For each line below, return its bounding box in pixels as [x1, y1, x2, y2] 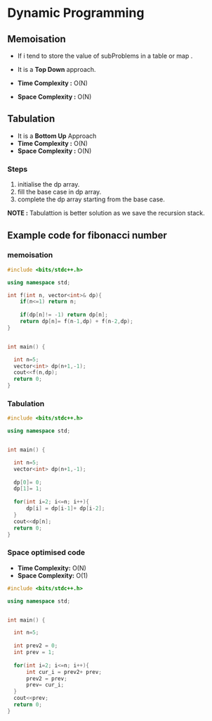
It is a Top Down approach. [17, 65, 96, 73]
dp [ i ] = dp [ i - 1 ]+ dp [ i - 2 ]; [25, 505, 105, 512]
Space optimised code [7, 548, 86, 558]
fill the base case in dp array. [17, 188, 102, 196]
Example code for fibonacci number [7, 229, 167, 241]
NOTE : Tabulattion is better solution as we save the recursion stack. [7, 209, 205, 218]
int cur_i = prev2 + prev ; [25, 668, 102, 675]
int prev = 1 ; [13, 649, 55, 656]
